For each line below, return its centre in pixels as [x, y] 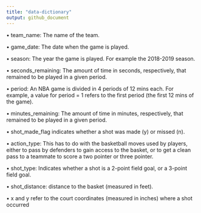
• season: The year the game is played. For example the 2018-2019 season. [101, 58]
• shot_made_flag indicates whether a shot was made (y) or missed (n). [96, 131]
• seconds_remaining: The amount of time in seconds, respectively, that [96, 70]
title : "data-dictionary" [39, 12]
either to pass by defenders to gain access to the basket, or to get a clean [99, 150]
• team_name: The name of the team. [53, 35]
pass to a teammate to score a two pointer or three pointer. [80, 156]
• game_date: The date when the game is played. [68, 47]
